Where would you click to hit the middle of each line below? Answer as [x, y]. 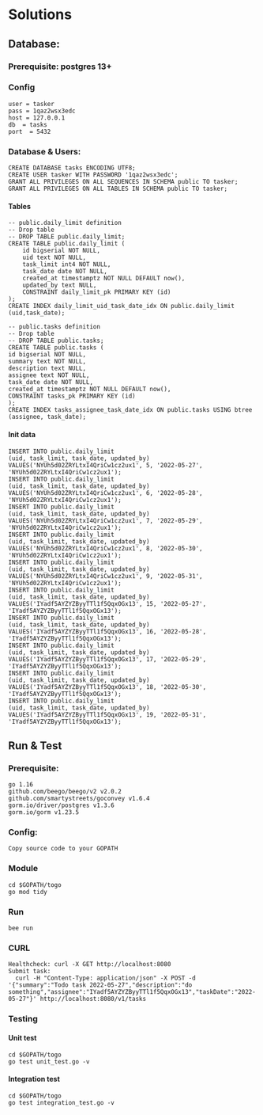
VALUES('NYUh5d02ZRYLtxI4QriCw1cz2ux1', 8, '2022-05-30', [105, 548]
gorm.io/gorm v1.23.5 [44, 812]
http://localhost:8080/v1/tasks [93, 999]
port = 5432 [30, 131]
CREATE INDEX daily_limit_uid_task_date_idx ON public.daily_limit [122, 306]
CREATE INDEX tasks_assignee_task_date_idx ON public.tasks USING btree [130, 410]
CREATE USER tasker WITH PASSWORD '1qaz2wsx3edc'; [93, 175]
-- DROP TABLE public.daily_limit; [67, 237]
